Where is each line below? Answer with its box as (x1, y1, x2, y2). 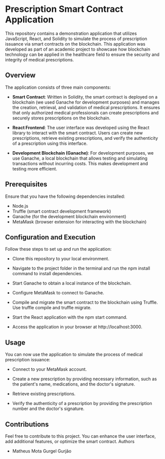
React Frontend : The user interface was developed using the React (12, 124, 150, 130)
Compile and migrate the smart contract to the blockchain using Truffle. (12, 299, 158, 305)
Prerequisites (5, 180, 47, 189)
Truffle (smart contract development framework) (12, 208, 111, 214)
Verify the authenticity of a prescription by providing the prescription (12, 401, 152, 406)
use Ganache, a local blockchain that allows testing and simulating (12, 155, 148, 161)
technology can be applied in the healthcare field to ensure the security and (5, 51, 160, 57)
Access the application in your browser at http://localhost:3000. (12, 324, 142, 330)
